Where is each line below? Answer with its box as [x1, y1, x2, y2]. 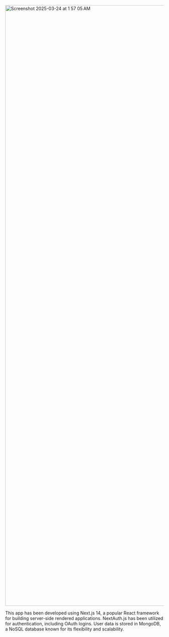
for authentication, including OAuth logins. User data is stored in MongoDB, [5, 621, 161, 626]
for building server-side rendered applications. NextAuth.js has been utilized [5, 615, 163, 621]
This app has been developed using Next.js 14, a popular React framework [5, 610, 159, 616]
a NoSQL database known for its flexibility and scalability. [5, 626, 124, 632]
